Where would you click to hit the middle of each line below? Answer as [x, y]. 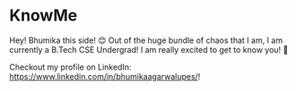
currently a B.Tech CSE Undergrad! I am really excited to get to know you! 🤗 [149, 49]
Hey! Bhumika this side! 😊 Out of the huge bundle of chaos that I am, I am [146, 40]
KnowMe [44, 16]
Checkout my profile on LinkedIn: [70, 67]
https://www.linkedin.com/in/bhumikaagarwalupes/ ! [105, 76]
